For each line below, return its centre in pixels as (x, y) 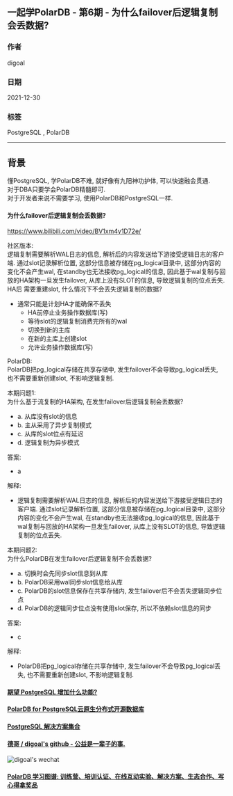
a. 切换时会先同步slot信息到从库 (62, 573)
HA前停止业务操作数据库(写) (68, 312)
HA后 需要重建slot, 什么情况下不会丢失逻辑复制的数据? (85, 289)
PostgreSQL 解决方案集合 (44, 726)
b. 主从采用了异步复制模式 (54, 425)
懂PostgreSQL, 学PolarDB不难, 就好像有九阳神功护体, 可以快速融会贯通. (109, 181)
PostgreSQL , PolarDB (38, 133)
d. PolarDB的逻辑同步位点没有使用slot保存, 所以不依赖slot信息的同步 (114, 608)
